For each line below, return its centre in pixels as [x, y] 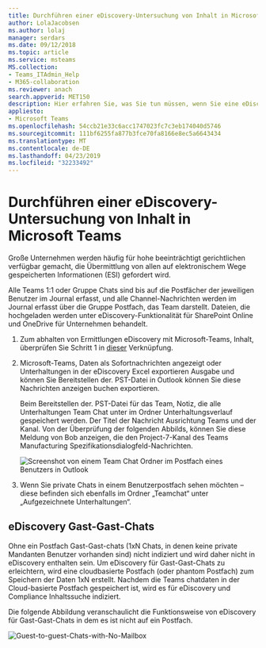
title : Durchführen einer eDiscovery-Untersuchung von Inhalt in [118, 15]
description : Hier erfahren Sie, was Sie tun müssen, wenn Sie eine [123, 104]
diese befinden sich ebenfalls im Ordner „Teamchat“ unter [114, 493]
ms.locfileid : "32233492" [51, 163]
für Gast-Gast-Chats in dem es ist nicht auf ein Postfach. [101, 620]
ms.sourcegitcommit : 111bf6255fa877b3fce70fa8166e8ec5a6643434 [115, 133]
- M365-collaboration [44, 82]
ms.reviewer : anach [40, 89]
